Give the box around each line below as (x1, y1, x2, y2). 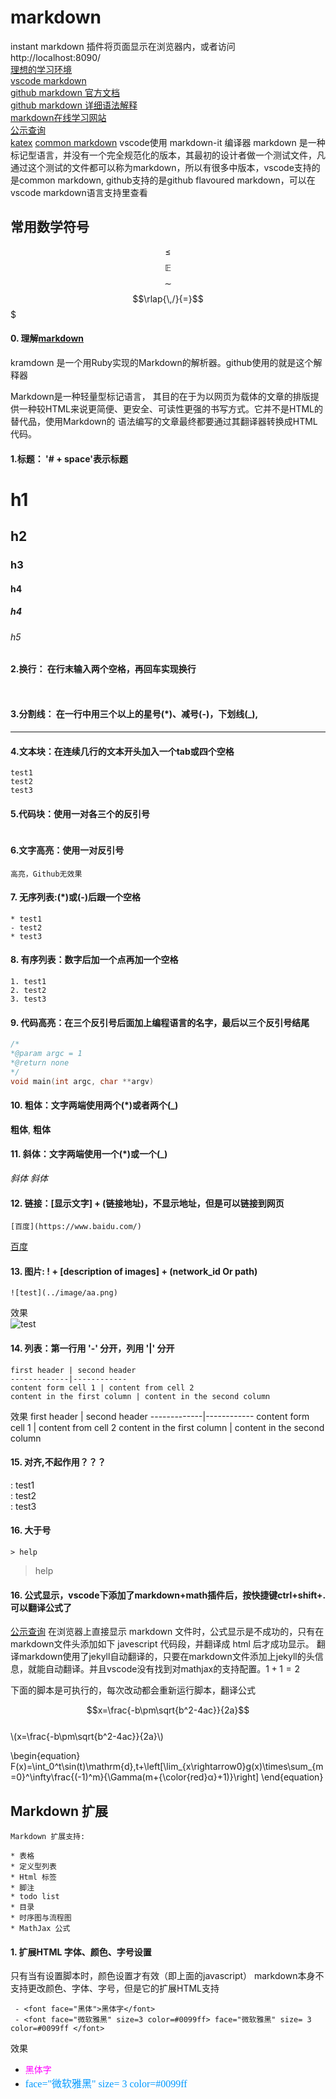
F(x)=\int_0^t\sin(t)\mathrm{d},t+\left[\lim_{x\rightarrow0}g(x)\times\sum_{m (10, 1761, 324, 1773)
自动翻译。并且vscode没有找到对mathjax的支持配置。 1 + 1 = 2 (44, 1663, 301, 1675)
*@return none (10, 1058, 70, 1068)
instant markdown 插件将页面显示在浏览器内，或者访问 (10, 40, 236, 52)
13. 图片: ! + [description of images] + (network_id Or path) (10, 1265, 258, 1277)
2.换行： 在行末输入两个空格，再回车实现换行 (10, 663, 197, 675)
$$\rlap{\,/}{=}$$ (132, 292, 204, 305)
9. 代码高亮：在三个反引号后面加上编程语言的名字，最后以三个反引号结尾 (10, 1016, 310, 1028)
